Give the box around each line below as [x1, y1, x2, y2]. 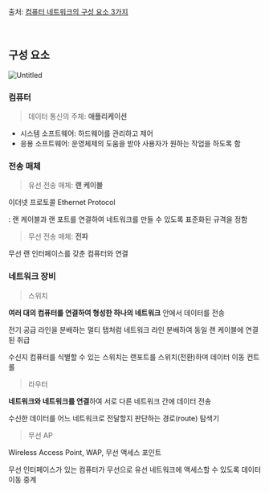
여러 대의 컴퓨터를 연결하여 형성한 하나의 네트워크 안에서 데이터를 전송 [8, 308, 225, 318]
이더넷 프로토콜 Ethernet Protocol [8, 198, 116, 207]
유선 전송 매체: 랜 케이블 [27, 180, 103, 191]
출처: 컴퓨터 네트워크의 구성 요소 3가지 [8, 7, 128, 16]
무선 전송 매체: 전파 [27, 232, 88, 241]
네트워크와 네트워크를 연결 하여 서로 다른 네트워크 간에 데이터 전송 [8, 396, 211, 406]
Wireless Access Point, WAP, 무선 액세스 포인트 [8, 447, 162, 457]
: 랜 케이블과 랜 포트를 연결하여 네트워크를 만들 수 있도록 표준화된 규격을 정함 [8, 215, 248, 224]
